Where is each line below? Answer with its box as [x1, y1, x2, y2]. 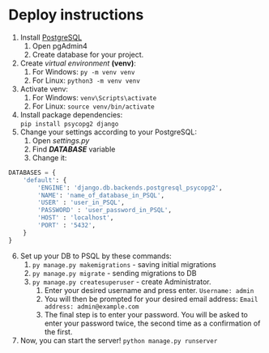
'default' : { [23, 176, 67, 184]
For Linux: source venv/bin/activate [32, 101, 156, 111]
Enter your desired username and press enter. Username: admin [44, 285, 254, 295]
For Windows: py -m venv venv [32, 66, 135, 76]
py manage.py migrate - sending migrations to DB [32, 268, 197, 278]
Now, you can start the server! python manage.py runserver [19, 335, 218, 345]
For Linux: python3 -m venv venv [32, 75, 140, 85]
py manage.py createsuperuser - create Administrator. [32, 277, 212, 287]
